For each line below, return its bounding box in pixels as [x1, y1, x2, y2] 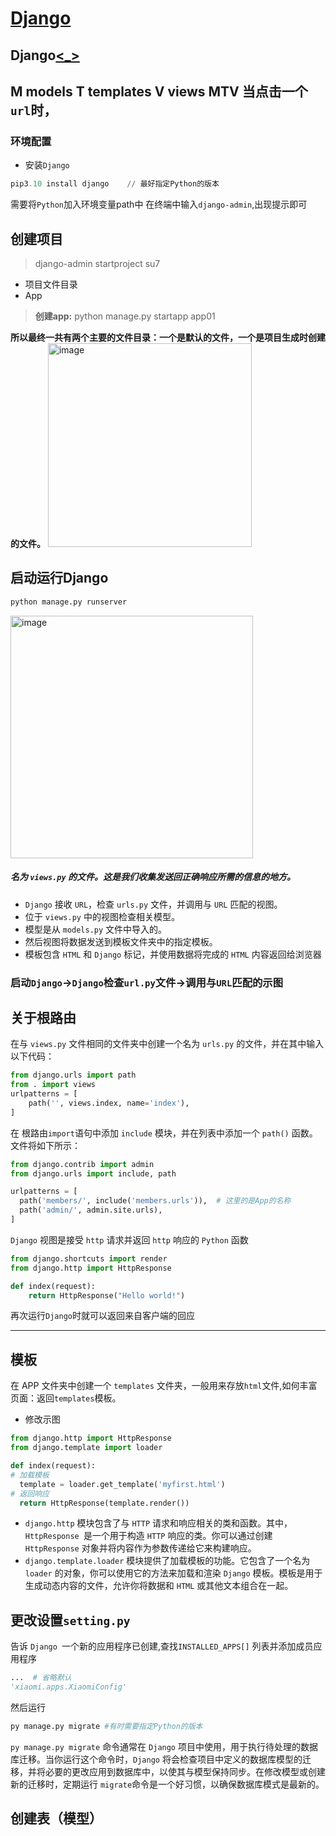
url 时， [10, 102, 58, 119]
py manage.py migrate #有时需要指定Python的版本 [10, 1721, 203, 1731]
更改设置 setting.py [10, 1612, 131, 1629]
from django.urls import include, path [10, 1168, 177, 1179]
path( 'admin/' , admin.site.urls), [19, 1205, 163, 1216]
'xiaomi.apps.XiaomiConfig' [10, 1682, 128, 1692]
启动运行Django [10, 570, 109, 587]
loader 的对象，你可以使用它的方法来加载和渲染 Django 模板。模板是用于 [24, 1567, 323, 1579]
